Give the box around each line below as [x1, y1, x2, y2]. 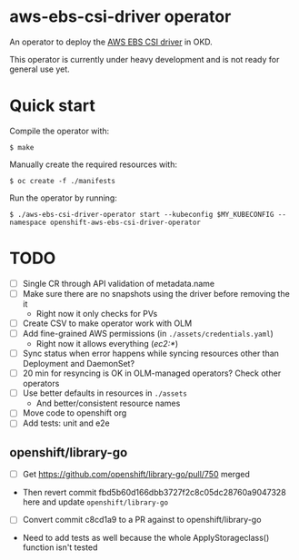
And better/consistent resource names [35, 398, 181, 409]
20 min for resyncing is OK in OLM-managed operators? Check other [22, 368, 282, 378]
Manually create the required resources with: [9, 159, 177, 170]
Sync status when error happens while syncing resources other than [22, 348, 280, 359]
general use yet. [9, 64, 70, 74]
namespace [9, 218, 47, 227]
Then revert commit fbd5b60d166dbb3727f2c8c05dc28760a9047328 [22, 487, 286, 498]
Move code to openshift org [22, 408, 127, 418]
